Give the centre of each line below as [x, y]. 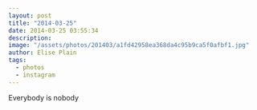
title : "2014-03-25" [43, 23]
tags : [17, 61]
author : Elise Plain [43, 53]
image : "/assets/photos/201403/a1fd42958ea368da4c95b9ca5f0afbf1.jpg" [129, 45]
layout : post [30, 16]
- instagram [36, 75]
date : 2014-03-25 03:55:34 [53, 30]
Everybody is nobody [43, 97]
